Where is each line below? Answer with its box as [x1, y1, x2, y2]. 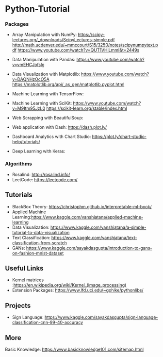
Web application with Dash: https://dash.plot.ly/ [12, 124, 107, 130]
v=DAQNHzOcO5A [12, 76, 49, 82]
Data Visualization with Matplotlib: [12, 71, 80, 77]
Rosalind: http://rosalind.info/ [12, 171, 70, 177]
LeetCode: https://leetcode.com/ [12, 176, 78, 183]
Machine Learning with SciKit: [12, 101, 72, 106]
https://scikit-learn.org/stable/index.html [46, 105, 127, 111]
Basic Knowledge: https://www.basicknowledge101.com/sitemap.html [5, 346, 144, 353]
